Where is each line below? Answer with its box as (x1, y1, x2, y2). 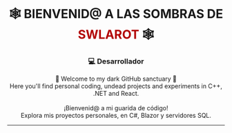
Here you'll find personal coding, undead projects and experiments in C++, (9, 82, 223, 90)
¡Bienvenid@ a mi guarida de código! (64, 104, 168, 112)
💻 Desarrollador (88, 57, 144, 66)
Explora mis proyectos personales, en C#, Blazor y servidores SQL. (20, 112, 212, 120)
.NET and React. (93, 90, 139, 98)
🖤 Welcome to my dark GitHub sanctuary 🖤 (55, 74, 177, 83)
